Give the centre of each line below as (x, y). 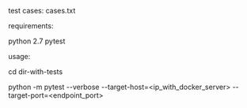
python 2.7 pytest (37, 41)
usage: (19, 56)
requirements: (31, 26)
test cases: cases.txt (42, 11)
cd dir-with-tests (36, 72)
